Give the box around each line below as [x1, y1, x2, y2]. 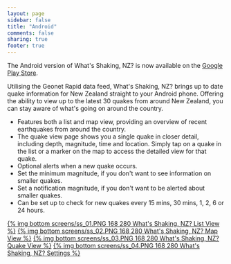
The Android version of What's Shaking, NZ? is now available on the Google [7, 62, 223, 69]
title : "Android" [7, 23, 57, 30]
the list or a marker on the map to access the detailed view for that [17, 147, 207, 155]
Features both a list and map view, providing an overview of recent [17, 118, 207, 125]
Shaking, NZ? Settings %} [7, 249, 81, 257]
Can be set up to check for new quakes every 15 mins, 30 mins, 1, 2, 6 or [17, 199, 225, 206]
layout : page [7, 10, 45, 17]
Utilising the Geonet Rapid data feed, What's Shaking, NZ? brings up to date [7, 82, 223, 90]
